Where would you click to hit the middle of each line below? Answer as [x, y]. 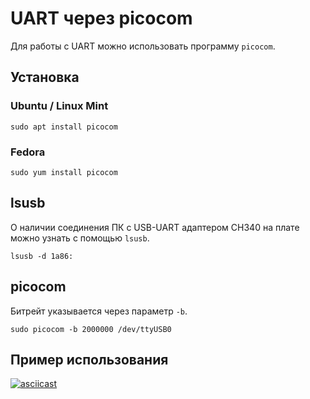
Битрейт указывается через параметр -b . [99, 311]
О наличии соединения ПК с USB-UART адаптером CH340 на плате [155, 227]
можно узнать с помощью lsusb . [80, 238]
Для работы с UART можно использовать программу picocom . [143, 46]
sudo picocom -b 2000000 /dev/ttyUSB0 [91, 329]
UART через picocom [101, 18]
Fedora [28, 152]
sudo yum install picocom [64, 172]
